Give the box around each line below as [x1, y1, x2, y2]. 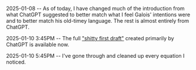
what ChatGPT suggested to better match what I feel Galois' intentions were [6, 11, 190, 18]
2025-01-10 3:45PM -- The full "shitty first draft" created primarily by [6, 35, 175, 41]
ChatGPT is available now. [6, 41, 69, 48]
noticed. [6, 58, 26, 65]
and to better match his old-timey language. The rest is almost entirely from [6, 17, 190, 24]
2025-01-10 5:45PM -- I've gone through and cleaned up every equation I [6, 52, 185, 59]
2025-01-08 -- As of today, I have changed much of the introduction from [6, 5, 185, 12]
